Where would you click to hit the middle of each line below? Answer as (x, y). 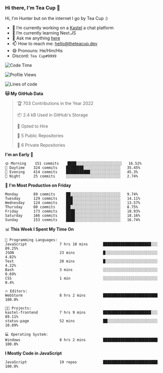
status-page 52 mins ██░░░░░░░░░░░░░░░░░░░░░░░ (81, 321)
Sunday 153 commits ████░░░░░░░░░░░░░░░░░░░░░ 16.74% (72, 220)
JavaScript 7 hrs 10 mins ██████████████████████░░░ (81, 244)
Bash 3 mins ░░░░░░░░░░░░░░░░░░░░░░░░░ (81, 270)
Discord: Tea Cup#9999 (34, 56)
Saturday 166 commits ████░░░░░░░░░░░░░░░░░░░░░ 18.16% (72, 216)
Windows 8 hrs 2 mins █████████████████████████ (81, 340)
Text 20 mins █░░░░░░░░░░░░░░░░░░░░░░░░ (81, 261)
